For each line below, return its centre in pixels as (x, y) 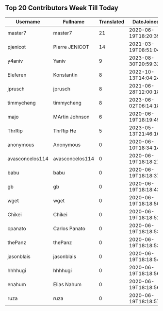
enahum (17, 284)
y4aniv (15, 61)
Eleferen (17, 75)
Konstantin (65, 75)
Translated (112, 21)
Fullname (74, 21)
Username (28, 21)
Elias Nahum (67, 284)
